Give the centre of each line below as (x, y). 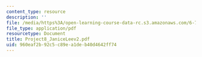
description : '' (26, 17)
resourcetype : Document (36, 34)
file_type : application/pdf (41, 28)
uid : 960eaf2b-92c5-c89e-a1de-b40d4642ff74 (62, 45)
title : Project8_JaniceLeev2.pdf (48, 39)
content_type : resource (36, 12)
